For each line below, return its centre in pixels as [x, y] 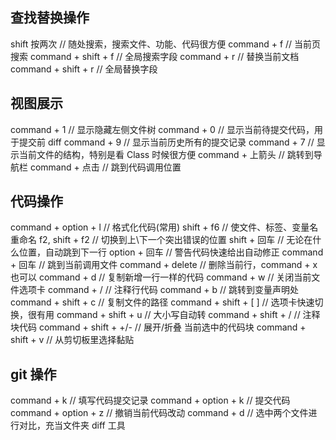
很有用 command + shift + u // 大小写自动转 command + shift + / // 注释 [174, 315]
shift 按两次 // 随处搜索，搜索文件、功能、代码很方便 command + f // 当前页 [166, 44]
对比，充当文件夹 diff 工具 [72, 425]
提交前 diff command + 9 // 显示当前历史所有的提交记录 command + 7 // [166, 142]
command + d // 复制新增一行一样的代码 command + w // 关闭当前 [175, 277]
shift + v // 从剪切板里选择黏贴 [72, 340]
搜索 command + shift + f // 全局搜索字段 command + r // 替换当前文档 [155, 56]
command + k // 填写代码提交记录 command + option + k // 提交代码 [150, 400]
